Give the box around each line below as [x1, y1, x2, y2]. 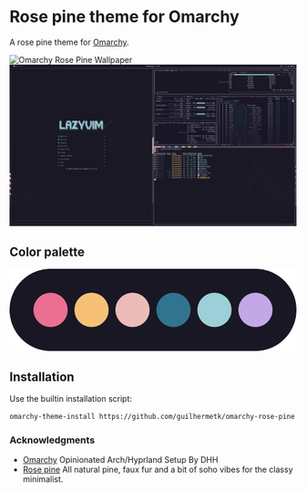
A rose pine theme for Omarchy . [9, 37, 129, 47]
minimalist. [22, 474, 64, 485]
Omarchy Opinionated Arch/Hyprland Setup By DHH [22, 455, 219, 466]
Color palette [9, 244, 85, 259]
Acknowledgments [9, 434, 96, 446]
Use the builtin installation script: [9, 393, 133, 404]
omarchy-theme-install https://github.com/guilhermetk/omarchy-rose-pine [9, 413, 296, 422]
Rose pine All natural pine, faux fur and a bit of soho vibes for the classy [22, 464, 293, 476]
